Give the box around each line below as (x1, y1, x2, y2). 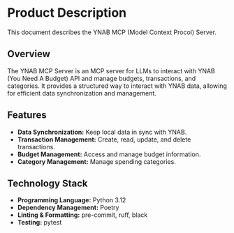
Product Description (7, 5, 127, 21)
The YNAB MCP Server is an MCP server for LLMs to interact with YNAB (7, 66, 215, 75)
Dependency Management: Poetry (17, 204, 119, 212)
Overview (7, 48, 51, 60)
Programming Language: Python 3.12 (17, 196, 126, 204)
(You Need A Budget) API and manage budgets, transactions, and (7, 74, 196, 82)
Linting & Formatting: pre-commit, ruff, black (17, 211, 148, 219)
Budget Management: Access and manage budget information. (17, 150, 201, 158)
